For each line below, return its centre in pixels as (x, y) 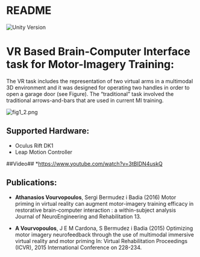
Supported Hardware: (48, 131)
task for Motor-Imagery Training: (90, 65)
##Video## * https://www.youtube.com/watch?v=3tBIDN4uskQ (84, 163)
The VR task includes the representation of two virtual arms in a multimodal (100, 81)
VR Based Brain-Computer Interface (98, 52)
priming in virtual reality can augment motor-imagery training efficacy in (104, 203)
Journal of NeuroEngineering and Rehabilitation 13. (78, 216)
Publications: (32, 182)
